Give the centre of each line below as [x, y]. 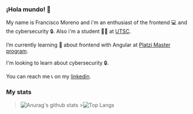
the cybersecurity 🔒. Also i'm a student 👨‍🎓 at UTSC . [69, 31]
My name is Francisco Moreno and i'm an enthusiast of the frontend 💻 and [97, 22]
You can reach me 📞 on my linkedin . [49, 76]
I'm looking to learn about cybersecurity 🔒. [57, 63]
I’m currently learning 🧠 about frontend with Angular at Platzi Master [88, 45]
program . [17, 51]
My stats [19, 92]
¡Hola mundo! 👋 [28, 9]
